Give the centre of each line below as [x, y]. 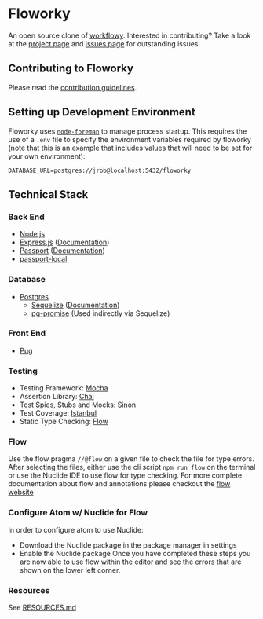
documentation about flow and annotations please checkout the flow [119, 484]
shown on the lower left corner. [70, 570]
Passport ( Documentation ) [62, 251]
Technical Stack [48, 194]
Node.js [32, 234]
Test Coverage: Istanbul [58, 413]
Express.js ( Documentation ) [64, 242]
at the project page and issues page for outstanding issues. [104, 43]
